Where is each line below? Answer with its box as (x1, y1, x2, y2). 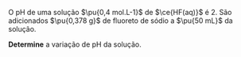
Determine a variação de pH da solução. (8, 40, 142, 49)
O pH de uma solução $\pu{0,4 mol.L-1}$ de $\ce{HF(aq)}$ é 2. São (8, 8, 232, 17)
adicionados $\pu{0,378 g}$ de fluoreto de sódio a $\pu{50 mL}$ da (8, 16, 233, 25)
